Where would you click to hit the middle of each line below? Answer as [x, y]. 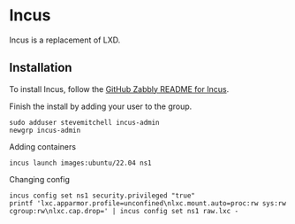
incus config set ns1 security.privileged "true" [102, 196]
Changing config [40, 179]
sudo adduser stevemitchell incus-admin [85, 122]
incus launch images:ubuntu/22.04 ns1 [80, 163]
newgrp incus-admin [45, 130]
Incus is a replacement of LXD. [65, 40]
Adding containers [43, 146]
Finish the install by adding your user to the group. [101, 106]
